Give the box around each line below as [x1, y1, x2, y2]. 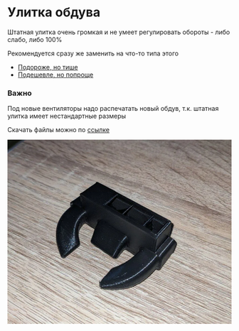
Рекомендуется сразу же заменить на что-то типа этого [7, 49, 179, 58]
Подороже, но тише [17, 63, 78, 71]
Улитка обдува [7, 4, 101, 21]
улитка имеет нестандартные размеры [7, 112, 127, 121]
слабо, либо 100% [7, 35, 63, 43]
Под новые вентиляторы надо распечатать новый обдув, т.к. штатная [7, 104, 219, 113]
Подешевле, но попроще [17, 70, 94, 79]
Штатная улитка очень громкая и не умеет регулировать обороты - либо [7, 28, 230, 36]
